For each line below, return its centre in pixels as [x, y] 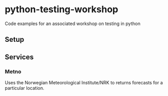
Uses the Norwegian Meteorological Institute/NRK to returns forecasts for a [84, 83]
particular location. [25, 88]
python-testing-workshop [62, 9]
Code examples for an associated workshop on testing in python [73, 23]
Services [19, 57]
